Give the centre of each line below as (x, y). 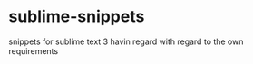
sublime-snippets (77, 17)
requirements (34, 50)
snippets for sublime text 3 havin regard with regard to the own (126, 41)
